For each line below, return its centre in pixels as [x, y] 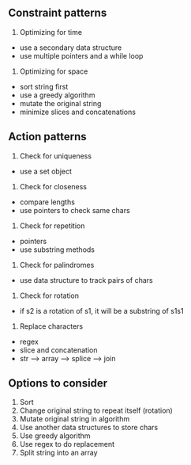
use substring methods [57, 250]
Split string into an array [58, 453]
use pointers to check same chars [75, 210]
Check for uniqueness [56, 156]
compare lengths [47, 202]
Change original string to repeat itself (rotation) [96, 410]
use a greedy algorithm [57, 95]
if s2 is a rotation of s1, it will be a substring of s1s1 [101, 311]
